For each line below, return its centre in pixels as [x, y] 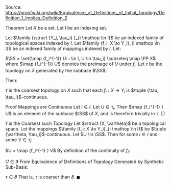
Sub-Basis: [17, 167]
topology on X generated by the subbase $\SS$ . [56, 70]
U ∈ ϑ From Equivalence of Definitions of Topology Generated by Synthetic [85, 162]
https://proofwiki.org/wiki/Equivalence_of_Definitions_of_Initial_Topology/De [85, 13]
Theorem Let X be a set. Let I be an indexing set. [56, 28]
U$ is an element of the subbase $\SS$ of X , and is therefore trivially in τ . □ [85, 113]
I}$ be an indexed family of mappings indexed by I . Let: [63, 49]
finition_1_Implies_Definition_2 [36, 18]
